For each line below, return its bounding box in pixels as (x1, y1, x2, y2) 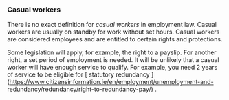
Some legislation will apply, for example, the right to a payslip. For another (7, 48, 217, 57)
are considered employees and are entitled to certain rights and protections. (7, 35, 223, 43)
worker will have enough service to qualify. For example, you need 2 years (7, 63, 218, 72)
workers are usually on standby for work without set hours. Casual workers (7, 28, 220, 36)
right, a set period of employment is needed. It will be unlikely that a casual (7, 56, 220, 64)
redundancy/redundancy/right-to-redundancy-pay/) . (7, 85, 157, 94)
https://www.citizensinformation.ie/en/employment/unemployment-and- (9, 78, 215, 86)
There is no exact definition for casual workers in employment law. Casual (7, 21, 217, 29)
